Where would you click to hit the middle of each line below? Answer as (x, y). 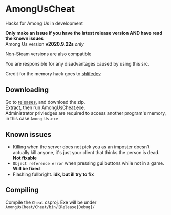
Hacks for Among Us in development (44, 23)
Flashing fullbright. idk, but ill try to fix (53, 174)
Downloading (27, 90)
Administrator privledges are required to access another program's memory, (86, 113)
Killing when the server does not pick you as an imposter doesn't (81, 147)
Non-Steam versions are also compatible (48, 54)
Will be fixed (26, 168)
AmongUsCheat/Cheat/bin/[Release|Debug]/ (50, 207)
